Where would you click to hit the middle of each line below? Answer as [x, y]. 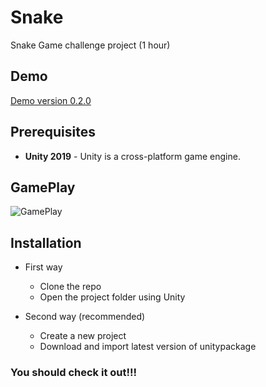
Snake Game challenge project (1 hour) [90, 45]
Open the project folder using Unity [112, 297]
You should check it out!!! [74, 373]
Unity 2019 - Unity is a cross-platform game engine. [132, 156]
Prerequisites [53, 132]
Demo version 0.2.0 [51, 100]
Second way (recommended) [85, 317]
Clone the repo [70, 287]
